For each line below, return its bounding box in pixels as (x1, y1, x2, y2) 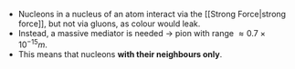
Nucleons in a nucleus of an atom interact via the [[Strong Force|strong (17, 9, 286, 19)
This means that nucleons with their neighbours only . (17, 48, 223, 59)
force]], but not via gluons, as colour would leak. (17, 18, 201, 29)
